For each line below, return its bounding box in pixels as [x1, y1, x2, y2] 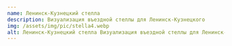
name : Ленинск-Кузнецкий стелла [7, 9, 100, 17]
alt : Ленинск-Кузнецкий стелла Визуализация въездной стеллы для [7, 28, 199, 36]
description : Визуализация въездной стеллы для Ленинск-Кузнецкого [7, 16, 206, 23]
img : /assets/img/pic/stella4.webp [7, 22, 110, 29]
